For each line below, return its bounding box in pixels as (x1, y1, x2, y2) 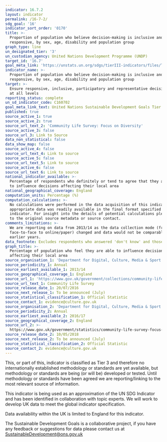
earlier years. (9, 234, 41, 239)
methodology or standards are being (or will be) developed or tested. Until (5, 370, 157, 376)
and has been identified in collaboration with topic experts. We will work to (5, 396, 158, 402)
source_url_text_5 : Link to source (5, 160, 79, 165)
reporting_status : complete (5, 95, 64, 100)
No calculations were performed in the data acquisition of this (9, 202, 148, 207)
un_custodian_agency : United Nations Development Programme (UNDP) (5, 53, 148, 59)
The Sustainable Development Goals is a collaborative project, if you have (5, 420, 156, 427)
